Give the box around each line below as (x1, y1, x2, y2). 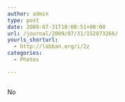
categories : (7, 50, 42, 57)
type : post (7, 17, 40, 24)
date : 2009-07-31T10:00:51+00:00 (7, 23, 106, 30)
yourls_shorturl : (7, 37, 59, 44)
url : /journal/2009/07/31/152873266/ (7, 30, 119, 37)
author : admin (7, 10, 49, 18)
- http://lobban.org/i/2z (13, 43, 90, 50)
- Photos (13, 56, 40, 63)
